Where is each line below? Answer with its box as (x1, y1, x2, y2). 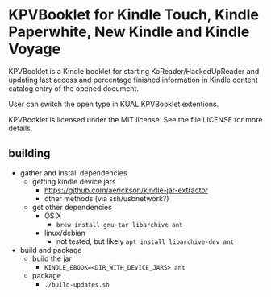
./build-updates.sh (44, 280, 110, 289)
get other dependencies (31, 202, 113, 212)
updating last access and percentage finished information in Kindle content (8, 75, 258, 85)
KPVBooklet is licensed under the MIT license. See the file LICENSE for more (8, 114, 263, 124)
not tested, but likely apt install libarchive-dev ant (56, 236, 235, 246)
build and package (19, 245, 82, 254)
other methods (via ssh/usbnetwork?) (44, 193, 169, 203)
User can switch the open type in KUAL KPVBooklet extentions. (8, 99, 219, 109)
